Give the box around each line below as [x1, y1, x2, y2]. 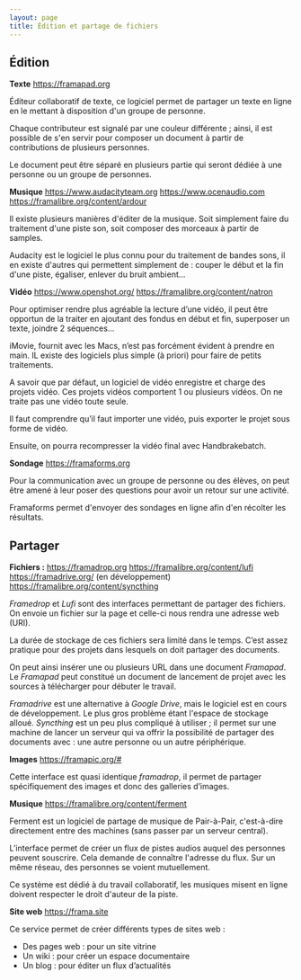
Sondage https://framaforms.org [9, 458, 130, 468]
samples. [9, 233, 43, 244]
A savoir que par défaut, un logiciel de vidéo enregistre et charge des [9, 377, 266, 388]
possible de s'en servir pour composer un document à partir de [9, 132, 244, 144]
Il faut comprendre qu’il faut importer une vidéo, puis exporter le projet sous [9, 414, 290, 424]
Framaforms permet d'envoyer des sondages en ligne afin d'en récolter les [9, 503, 287, 513]
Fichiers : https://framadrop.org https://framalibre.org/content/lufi [9, 562, 254, 573]
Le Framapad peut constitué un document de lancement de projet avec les [9, 672, 287, 682]
